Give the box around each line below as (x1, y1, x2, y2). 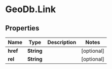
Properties (5, 24, 40, 32)
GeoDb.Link (5, 4, 56, 15)
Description (47, 39, 77, 46)
